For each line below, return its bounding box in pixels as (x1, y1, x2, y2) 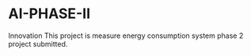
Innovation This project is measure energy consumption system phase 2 (8, 31, 244, 40)
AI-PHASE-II (8, 5, 91, 23)
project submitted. (8, 39, 68, 48)
